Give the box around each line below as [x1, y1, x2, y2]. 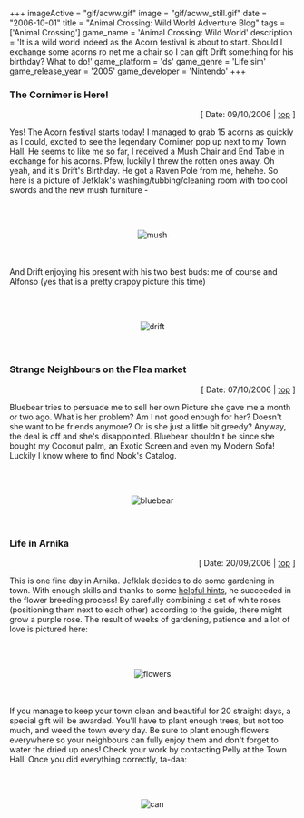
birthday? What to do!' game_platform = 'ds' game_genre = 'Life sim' [9, 56, 267, 66]
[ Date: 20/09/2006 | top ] [198, 557, 296, 568]
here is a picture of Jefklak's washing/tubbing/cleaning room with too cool [9, 175, 288, 186]
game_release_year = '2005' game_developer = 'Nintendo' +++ [9, 66, 247, 76]
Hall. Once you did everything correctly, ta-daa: [9, 753, 188, 764]
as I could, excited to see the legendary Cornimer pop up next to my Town [9, 136, 287, 147]
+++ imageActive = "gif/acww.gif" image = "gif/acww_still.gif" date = [9, 8, 268, 18]
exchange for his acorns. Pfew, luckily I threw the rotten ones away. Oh [9, 156, 275, 167]
